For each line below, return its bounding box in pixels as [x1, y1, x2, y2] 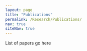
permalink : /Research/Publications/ [5, 17, 82, 22]
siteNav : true [5, 26, 35, 31]
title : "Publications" [5, 12, 53, 17]
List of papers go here [5, 40, 51, 46]
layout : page [5, 7, 33, 13]
